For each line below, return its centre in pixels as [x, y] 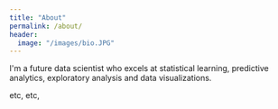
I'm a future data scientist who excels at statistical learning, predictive [139, 68]
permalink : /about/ [46, 26]
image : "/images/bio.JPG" [66, 43]
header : [24, 34]
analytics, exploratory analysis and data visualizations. [111, 78]
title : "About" [38, 18]
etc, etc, [25, 95]
